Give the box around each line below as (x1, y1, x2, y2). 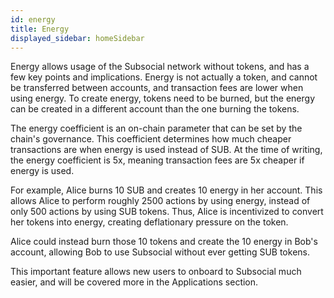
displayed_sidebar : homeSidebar (10, 33, 145, 43)
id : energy (10, 14, 56, 25)
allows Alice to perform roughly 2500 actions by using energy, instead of (10, 195, 311, 207)
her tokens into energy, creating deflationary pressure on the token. (10, 216, 289, 228)
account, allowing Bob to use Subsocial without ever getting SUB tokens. (10, 246, 310, 258)
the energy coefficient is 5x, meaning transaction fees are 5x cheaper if (10, 154, 305, 166)
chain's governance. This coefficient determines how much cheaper (10, 133, 292, 145)
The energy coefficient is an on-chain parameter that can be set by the (10, 122, 303, 135)
